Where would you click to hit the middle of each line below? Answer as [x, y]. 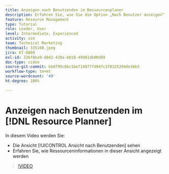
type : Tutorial [21, 24]
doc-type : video [22, 62]
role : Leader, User [26, 29]
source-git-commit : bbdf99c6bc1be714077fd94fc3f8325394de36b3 [72, 67]
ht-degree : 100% [22, 81]
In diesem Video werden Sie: [35, 135]
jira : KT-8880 [20, 52]
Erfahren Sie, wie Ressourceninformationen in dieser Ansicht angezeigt [87, 151]
